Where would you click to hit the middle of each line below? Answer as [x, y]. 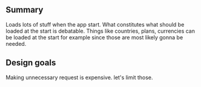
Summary [25, 10]
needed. [16, 43]
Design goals [31, 63]
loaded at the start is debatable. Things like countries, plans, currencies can [100, 31]
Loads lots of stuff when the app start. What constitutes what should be [95, 24]
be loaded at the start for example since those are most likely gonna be [94, 37]
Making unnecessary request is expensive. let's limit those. [79, 77]
